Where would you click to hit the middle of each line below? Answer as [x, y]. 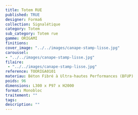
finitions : [17, 43]
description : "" [22, 105]
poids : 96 [16, 81]
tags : [11, 100]
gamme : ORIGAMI [21, 39]
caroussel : [17, 52]
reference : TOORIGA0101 [31, 72]
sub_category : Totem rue [32, 34]
